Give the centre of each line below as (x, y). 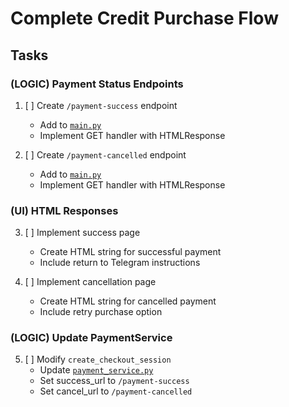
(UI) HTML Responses (64, 210)
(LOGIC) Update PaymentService (91, 338)
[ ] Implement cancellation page (90, 282)
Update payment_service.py (96, 370)
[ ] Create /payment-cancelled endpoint (105, 154)
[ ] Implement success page (82, 233)
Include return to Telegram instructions (120, 263)
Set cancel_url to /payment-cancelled (116, 391)
